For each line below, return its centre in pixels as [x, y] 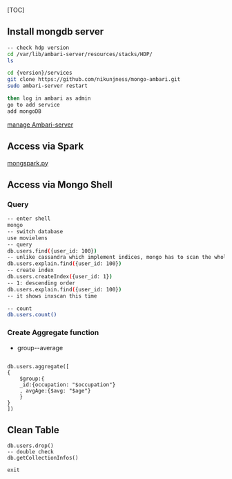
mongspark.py [28, 163]
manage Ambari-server [40, 125]
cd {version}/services [40, 73]
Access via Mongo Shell [60, 184]
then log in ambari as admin [49, 99]
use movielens [28, 238]
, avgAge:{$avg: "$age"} [55, 390]
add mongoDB [24, 111]
